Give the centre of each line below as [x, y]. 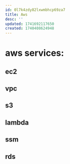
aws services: [35, 53]
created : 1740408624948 [30, 28]
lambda [17, 122]
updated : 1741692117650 [30, 24]
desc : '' [14, 19]
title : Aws [16, 14]
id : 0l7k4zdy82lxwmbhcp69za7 [35, 10]
